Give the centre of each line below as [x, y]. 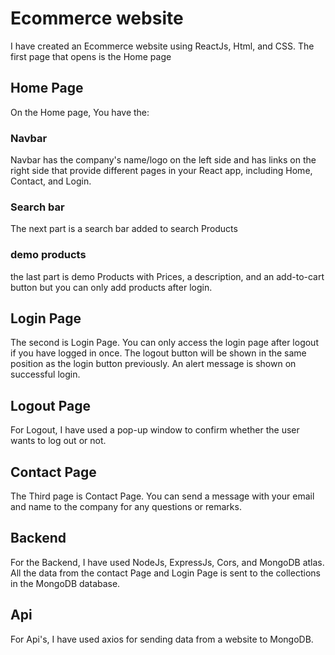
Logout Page [50, 405]
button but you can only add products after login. [111, 287]
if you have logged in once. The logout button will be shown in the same [158, 353]
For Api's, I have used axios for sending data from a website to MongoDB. [162, 639]
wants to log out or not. [58, 441]
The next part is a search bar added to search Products [124, 229]
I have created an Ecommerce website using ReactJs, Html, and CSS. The [162, 46]
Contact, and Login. [51, 181]
